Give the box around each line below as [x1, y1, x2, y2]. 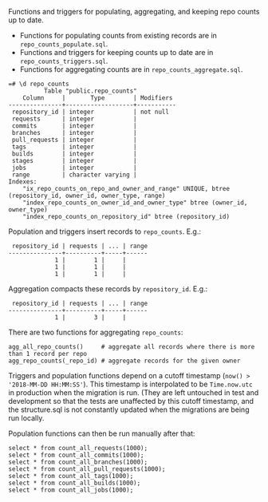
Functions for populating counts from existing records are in [19, 31, 218, 40]
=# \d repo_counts [8, 80, 69, 88]
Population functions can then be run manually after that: [8, 429, 195, 438]
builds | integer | [11, 150, 137, 158]
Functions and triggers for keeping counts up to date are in [19, 48, 214, 57]
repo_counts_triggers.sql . [19, 56, 108, 65]
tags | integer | [11, 143, 137, 151]
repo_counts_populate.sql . [19, 39, 108, 49]
